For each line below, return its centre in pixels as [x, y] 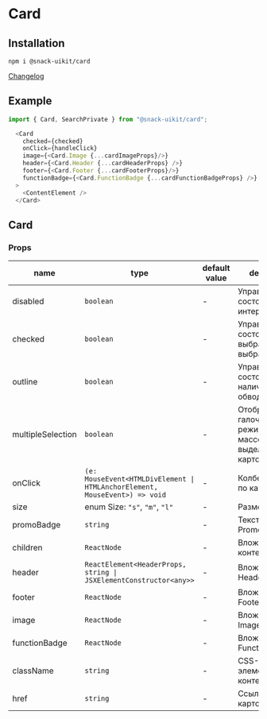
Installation [37, 43]
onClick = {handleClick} [60, 149]
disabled [28, 301]
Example [30, 101]
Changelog [26, 76]
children [27, 547]
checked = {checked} [53, 141]
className [33, 671]
